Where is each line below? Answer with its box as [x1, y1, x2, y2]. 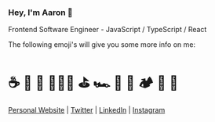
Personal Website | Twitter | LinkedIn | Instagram [8, 106, 166, 115]
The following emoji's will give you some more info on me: [8, 40, 196, 49]
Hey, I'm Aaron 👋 [8, 7, 73, 18]
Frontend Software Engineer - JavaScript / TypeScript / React [8, 25, 207, 34]
